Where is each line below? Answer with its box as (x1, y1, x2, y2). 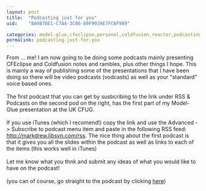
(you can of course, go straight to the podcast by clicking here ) (6, 178, 166, 185)
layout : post (6, 9, 40, 15)
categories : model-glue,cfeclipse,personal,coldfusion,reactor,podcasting (6, 31, 202, 37)
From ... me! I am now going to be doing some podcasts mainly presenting (6, 54, 194, 61)
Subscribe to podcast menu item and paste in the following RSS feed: (11, 125, 187, 133)
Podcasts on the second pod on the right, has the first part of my (6, 99, 170, 107)
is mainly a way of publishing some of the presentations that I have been (6, 67, 189, 74)
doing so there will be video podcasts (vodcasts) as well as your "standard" (6, 73, 197, 81)
